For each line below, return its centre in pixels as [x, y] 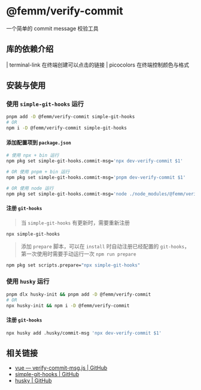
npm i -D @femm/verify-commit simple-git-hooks [67, 128]
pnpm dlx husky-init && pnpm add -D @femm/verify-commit [79, 294]
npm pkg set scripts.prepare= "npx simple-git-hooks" [73, 265]
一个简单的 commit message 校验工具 [52, 28]
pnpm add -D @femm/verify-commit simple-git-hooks [71, 117]
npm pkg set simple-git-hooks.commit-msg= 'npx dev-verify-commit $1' [95, 161]
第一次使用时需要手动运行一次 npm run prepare [78, 254]
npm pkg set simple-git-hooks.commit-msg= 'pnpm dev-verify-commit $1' [96, 177]
